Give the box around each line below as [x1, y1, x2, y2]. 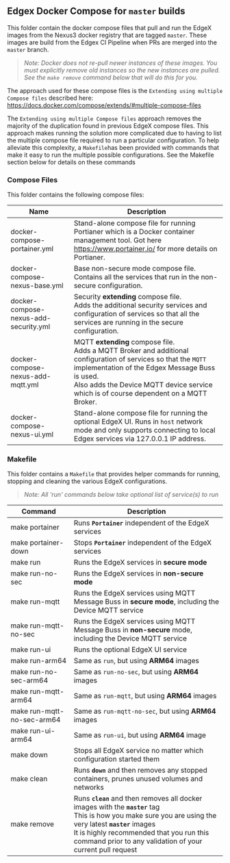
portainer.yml [10, 244, 53, 254]
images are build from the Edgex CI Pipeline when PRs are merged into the [7, 38, 218, 47]
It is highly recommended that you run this [73, 828, 209, 838]
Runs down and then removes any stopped [73, 766, 207, 775]
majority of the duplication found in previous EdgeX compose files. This [7, 121, 209, 129]
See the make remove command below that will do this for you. [23, 73, 199, 81]
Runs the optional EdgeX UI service [73, 645, 187, 654]
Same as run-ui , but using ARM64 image [73, 730, 207, 740]
